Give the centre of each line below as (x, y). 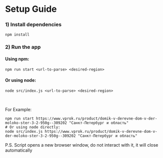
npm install (17, 35)
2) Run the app (23, 47)
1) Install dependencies (33, 25)
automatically (19, 150)
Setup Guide (31, 9)
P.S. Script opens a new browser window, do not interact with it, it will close (82, 145)
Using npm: (17, 59)
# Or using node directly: (33, 127)
